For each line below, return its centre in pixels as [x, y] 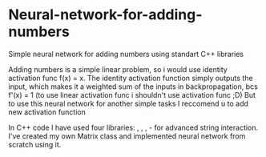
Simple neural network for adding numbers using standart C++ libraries [126, 54]
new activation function [47, 112]
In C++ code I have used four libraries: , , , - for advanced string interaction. [133, 127]
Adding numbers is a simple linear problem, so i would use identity [118, 69]
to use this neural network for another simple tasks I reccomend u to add [128, 103]
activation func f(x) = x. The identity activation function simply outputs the [131, 78]
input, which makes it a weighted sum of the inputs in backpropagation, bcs [133, 87]
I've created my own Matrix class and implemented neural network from [127, 136]
